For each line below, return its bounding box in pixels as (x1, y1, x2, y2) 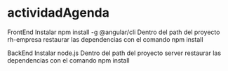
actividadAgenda (7, 5, 110, 21)
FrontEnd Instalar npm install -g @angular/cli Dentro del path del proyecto (7, 28, 220, 36)
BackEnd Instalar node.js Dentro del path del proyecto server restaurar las (7, 49, 222, 57)
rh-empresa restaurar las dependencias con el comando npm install (7, 35, 203, 43)
